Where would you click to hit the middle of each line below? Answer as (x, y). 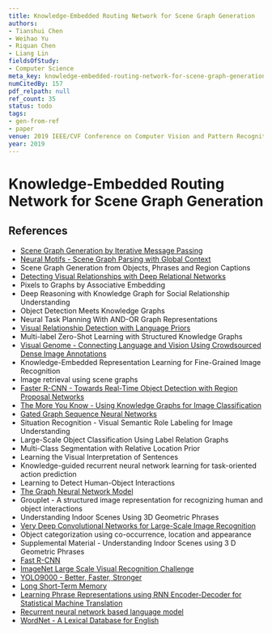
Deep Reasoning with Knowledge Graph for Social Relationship (125, 293)
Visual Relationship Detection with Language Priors (105, 328)
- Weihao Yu (28, 38)
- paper (21, 129)
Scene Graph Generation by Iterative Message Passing (111, 250)
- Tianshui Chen (36, 31)
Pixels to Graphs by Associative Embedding (93, 285)
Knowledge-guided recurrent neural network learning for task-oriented (138, 465)
